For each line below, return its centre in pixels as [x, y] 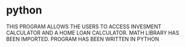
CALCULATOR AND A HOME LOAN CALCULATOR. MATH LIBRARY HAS [92, 32]
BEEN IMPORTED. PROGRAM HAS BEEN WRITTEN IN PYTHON [83, 39]
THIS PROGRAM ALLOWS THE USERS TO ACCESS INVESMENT [84, 26]
